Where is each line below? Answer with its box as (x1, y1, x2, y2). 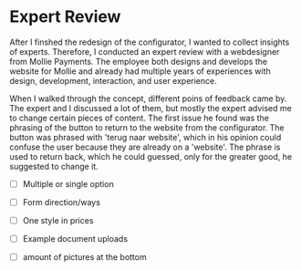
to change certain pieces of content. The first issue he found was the (9, 112, 269, 123)
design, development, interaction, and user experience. (9, 75, 217, 86)
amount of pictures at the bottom (22, 252, 148, 263)
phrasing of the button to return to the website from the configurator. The (9, 121, 285, 133)
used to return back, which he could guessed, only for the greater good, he (9, 151, 293, 161)
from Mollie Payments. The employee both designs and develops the (9, 56, 267, 67)
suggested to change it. (9, 161, 99, 171)
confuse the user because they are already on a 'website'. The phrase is (9, 141, 281, 152)
